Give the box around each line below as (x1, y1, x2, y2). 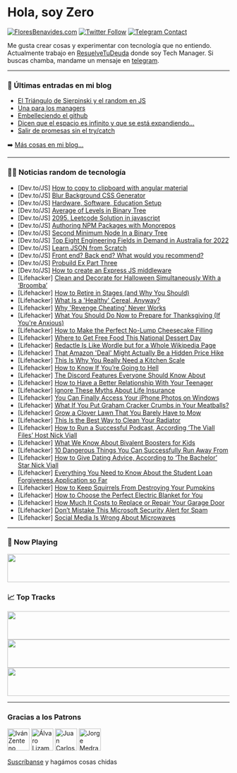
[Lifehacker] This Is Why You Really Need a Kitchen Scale (17, 355, 186, 364)
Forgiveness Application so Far (17, 475, 108, 484)
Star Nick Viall (17, 461, 59, 469)
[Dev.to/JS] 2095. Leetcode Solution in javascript (17, 213, 161, 222)
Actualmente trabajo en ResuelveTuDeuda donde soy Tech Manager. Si (7, 49, 214, 57)
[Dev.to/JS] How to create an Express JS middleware (17, 266, 171, 274)
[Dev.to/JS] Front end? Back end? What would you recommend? (17, 251, 204, 260)
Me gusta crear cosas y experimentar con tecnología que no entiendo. (7, 41, 212, 49)
